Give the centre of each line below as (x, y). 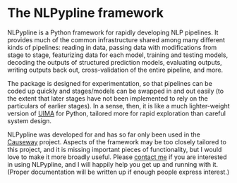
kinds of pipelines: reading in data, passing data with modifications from (112, 47)
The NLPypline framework (86, 13)
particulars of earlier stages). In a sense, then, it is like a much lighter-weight (119, 106)
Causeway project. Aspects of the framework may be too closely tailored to (117, 141)
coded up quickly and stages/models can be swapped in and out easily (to (116, 91)
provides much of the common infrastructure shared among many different (116, 39)
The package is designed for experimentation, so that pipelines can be (110, 83)
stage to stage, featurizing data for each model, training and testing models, (118, 55)
